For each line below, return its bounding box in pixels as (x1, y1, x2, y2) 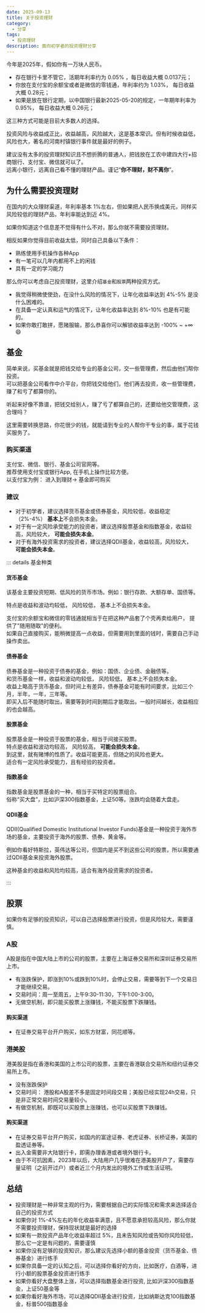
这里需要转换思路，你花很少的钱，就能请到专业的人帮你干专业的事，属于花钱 (6, 421, 199, 428)
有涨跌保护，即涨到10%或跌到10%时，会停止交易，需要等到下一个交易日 (15, 975, 198, 983)
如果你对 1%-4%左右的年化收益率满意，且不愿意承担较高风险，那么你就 (15, 1216, 196, 1223)
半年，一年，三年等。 (16, 690, 71, 697)
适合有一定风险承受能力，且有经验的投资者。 (6, 758, 119, 765)
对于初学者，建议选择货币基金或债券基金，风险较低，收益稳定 (15, 507, 171, 515)
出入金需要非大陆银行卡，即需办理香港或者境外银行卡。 (15, 1149, 154, 1156)
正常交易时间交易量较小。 (26, 1096, 90, 1103)
